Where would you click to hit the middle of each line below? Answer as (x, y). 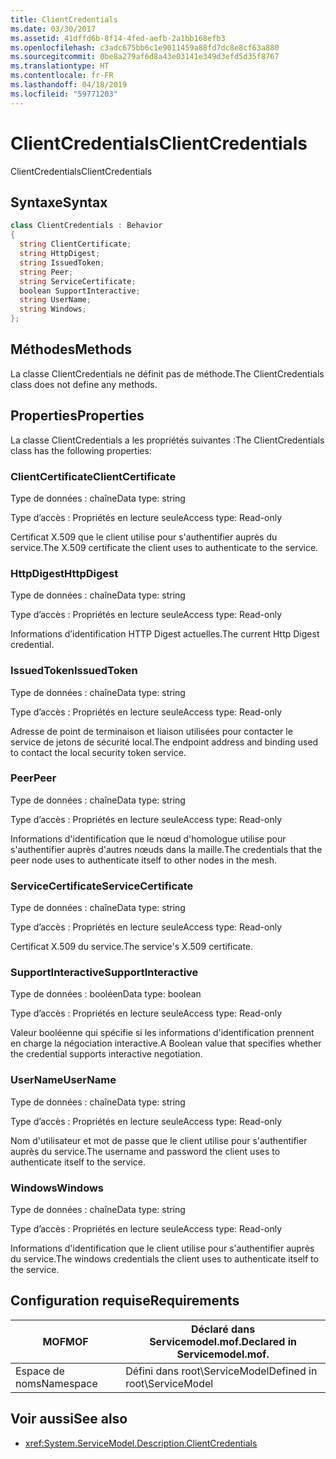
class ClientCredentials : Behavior (86, 226)
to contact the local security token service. (98, 752)
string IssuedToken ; (62, 262)
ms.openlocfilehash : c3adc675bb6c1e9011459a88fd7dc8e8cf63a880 (145, 47)
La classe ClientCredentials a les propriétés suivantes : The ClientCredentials (167, 440)
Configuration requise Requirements (125, 1301)
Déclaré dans (223, 1329)
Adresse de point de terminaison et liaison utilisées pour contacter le (151, 731)
